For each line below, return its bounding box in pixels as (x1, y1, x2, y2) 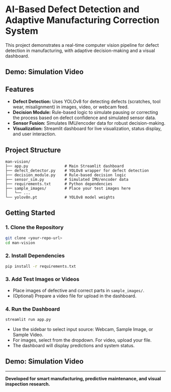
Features (5, 85, 34, 94)
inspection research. (5, 381, 50, 387)
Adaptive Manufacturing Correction (5, 14, 160, 26)
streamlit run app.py (5, 317, 51, 322)
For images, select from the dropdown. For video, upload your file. (12, 337, 152, 343)
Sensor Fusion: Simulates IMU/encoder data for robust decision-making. (12, 120, 165, 126)
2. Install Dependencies (5, 252, 65, 259)
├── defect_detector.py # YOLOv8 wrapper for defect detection (5, 168, 149, 173)
